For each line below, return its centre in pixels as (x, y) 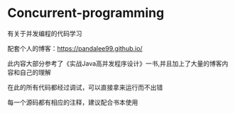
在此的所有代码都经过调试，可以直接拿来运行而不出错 (85, 87)
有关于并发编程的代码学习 (45, 33)
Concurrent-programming (86, 13)
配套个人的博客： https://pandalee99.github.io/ (75, 48)
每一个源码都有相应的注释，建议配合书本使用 (73, 102)
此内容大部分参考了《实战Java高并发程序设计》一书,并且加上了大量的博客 (115, 63)
